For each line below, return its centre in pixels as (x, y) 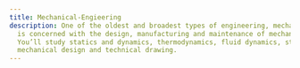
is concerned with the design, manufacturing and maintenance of (142, 34)
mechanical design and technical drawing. (97, 50)
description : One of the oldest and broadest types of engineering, (139, 26)
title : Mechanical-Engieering (66, 17)
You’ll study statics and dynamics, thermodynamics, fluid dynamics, (149, 42)
